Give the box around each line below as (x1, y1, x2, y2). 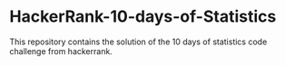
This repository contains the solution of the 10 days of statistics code (9, 36, 268, 47)
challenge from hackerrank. (9, 45, 113, 56)
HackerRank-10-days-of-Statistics (9, 6, 277, 27)
